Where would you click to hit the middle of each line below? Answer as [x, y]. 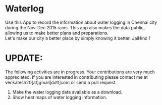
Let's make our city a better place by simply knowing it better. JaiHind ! [78, 38]
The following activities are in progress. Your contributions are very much [80, 72]
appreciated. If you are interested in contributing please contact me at [77, 77]
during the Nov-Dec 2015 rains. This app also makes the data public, [75, 27]
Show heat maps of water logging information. [60, 97]
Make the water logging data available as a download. [67, 92]
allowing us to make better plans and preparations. [57, 33]
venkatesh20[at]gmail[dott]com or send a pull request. [61, 82]
